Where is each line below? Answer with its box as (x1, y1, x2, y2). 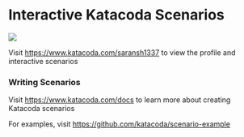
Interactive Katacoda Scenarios (8, 6, 225, 24)
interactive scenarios (8, 56, 78, 66)
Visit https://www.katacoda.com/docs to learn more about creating (8, 95, 231, 105)
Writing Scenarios (8, 76, 81, 88)
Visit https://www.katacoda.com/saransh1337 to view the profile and (8, 47, 236, 58)
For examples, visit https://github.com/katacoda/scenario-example (8, 119, 230, 129)
